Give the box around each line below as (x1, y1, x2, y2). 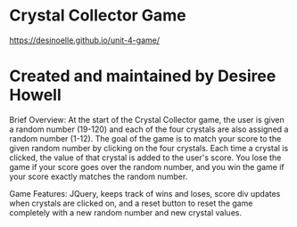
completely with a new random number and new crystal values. (9, 207, 243, 218)
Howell (9, 85, 62, 105)
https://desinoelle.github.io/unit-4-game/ (9, 35, 161, 45)
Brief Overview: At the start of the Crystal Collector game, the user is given (9, 114, 285, 125)
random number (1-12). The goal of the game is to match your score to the (9, 133, 282, 143)
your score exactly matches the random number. (9, 171, 188, 182)
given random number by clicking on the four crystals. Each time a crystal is (9, 142, 289, 153)
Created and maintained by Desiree (9, 66, 276, 86)
